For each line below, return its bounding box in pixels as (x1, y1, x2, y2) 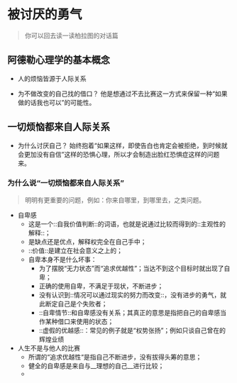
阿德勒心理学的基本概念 (7, 54, 110, 66)
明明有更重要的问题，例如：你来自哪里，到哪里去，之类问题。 (24, 196, 206, 204)
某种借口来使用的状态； (45, 317, 114, 326)
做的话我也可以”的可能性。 (17, 98, 96, 106)
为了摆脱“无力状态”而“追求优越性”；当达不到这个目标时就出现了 (38, 264, 225, 272)
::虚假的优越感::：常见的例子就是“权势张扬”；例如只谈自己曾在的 (38, 326, 226, 334)
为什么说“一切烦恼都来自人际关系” (7, 178, 124, 188)
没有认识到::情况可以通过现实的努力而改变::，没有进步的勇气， (38, 290, 221, 299)
